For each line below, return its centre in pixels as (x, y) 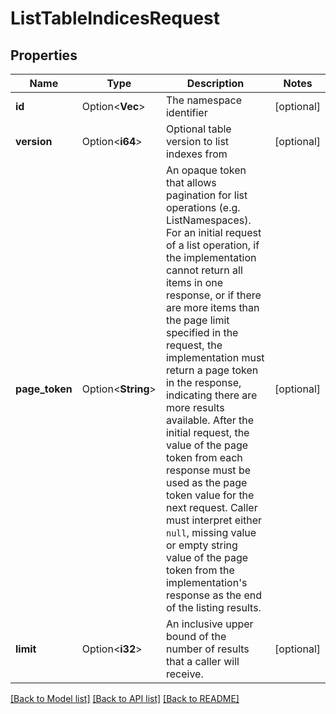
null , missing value (211, 532)
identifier (186, 112)
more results (195, 407)
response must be (208, 470)
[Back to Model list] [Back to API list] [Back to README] (125, 698)
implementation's (206, 582)
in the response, (203, 382)
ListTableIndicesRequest (115, 18)
